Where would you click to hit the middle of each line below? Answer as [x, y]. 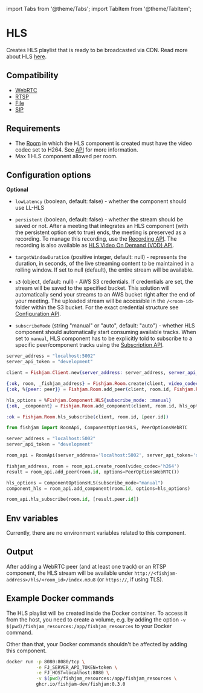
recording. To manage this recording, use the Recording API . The [96, 239]
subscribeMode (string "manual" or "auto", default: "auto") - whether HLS [105, 326]
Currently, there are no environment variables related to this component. [96, 533]
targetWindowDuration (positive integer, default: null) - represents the [101, 257]
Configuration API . [38, 314]
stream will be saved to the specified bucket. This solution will [92, 288]
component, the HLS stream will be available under [70, 573]
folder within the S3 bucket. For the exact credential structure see [97, 307]
